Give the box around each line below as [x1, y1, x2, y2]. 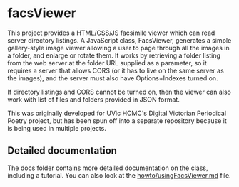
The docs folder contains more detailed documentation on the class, [7, 164, 208, 172]
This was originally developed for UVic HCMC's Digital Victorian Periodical [7, 109, 227, 117]
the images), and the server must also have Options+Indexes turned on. [7, 73, 219, 82]
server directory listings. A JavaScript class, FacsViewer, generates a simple [7, 36, 232, 44]
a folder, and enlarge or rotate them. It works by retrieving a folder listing [7, 51, 221, 60]
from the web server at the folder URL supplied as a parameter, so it [7, 58, 207, 67]
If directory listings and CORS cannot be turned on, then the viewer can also [7, 87, 232, 96]
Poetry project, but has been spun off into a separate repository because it [7, 116, 227, 125]
